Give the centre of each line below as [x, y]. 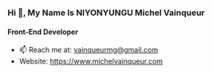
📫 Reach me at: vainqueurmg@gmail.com [89, 50]
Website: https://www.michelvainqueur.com [91, 61]
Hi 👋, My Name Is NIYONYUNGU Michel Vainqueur [106, 13]
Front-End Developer [43, 32]
